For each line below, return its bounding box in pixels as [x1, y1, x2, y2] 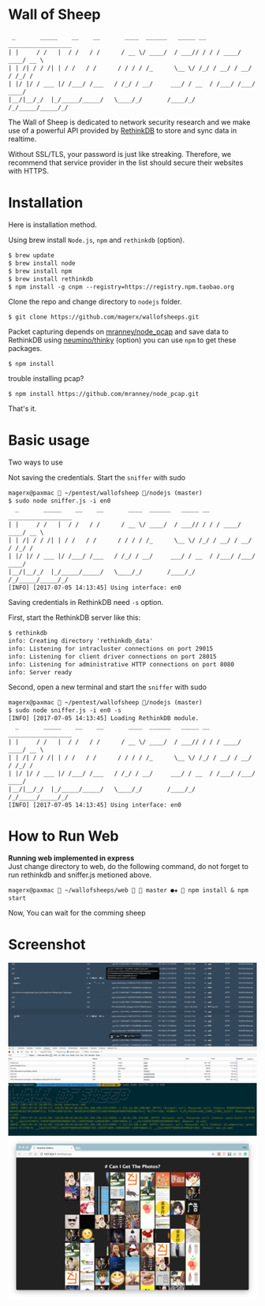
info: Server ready [8, 668, 73, 676]
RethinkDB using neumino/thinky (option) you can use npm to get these [8, 335, 237, 345]
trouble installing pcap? [8, 373, 84, 383]
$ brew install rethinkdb [8, 274, 93, 283]
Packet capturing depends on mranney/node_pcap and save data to [8, 326, 229, 336]
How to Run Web [8, 827, 119, 845]
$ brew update [8, 251, 55, 259]
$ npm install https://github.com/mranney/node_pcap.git [8, 390, 200, 397]
